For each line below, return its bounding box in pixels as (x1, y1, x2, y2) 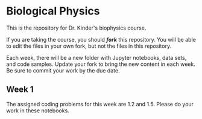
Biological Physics (6, 4, 100, 18)
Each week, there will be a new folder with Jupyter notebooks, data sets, (6, 54, 187, 61)
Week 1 (6, 85, 34, 95)
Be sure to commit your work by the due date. (6, 66, 120, 74)
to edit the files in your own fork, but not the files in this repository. (6, 42, 172, 50)
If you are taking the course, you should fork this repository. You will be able (6, 36, 196, 43)
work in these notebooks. (6, 107, 69, 114)
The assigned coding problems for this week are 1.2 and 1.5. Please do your (6, 100, 194, 108)
